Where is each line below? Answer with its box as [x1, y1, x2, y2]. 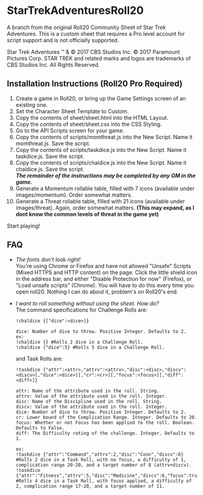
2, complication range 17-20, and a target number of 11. [15, 483, 165, 489]
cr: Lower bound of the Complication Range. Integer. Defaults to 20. [15, 414, 198, 421]
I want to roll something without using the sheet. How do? [15, 300, 159, 307]
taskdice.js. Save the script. [15, 152, 85, 160]
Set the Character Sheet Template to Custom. [15, 107, 129, 115]
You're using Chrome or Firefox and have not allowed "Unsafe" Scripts [15, 262, 192, 269]
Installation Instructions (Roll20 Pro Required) [7, 79, 183, 89]
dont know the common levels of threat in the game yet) [15, 210, 159, 218]
